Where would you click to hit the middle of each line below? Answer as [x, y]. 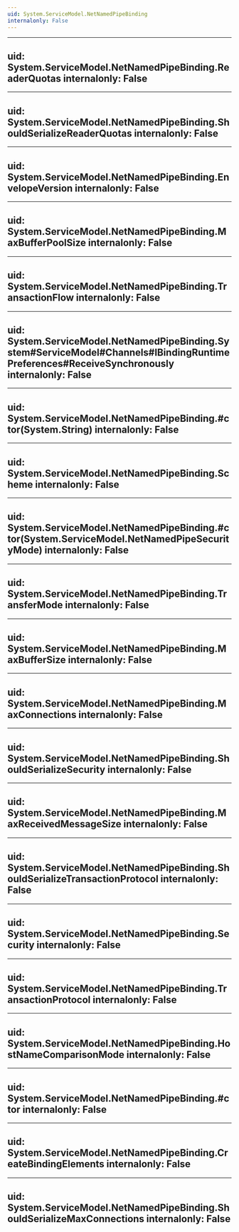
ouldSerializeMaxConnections [76, 1219]
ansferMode [35, 605]
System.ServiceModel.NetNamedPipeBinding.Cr [118, 1153]
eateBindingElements [56, 1164]
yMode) [25, 550]
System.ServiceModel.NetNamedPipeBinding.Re [118, 67]
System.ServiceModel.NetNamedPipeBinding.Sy [118, 341]
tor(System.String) [50, 429]
